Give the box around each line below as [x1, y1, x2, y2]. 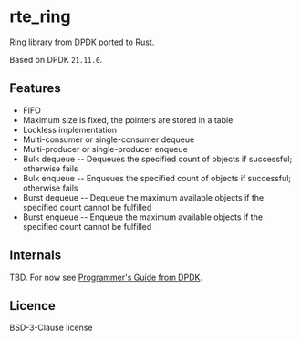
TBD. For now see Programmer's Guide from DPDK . [9, 272, 203, 283]
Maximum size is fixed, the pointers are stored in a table [22, 114, 234, 125]
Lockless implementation [22, 124, 117, 135]
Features [9, 80, 61, 97]
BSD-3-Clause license [9, 322, 93, 334]
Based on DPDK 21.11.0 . [9, 54, 103, 65]
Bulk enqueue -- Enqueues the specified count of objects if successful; [22, 172, 292, 183]
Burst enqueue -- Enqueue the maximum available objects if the [22, 211, 263, 222]
